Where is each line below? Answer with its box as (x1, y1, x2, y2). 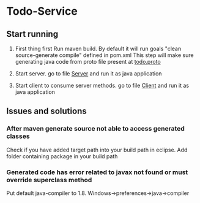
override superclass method (6, 175, 92, 184)
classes (6, 132, 30, 140)
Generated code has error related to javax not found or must (6, 167, 188, 176)
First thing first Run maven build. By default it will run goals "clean (15, 45, 182, 52)
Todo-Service (6, 4, 78, 18)
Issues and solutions (6, 106, 87, 117)
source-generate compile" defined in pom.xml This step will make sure (15, 52, 194, 59)
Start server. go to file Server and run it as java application (15, 70, 162, 77)
